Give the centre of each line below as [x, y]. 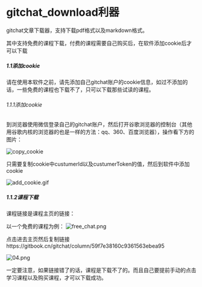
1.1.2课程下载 [22, 197]
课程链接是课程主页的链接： [41, 214]
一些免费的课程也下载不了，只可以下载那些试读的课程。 [85, 89]
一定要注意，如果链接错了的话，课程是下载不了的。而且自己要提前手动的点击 [101, 270]
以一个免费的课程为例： [35, 227]
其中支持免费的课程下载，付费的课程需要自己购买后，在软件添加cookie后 [96, 43]
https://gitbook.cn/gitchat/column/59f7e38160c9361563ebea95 [85, 246]
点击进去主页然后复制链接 [38, 239]
